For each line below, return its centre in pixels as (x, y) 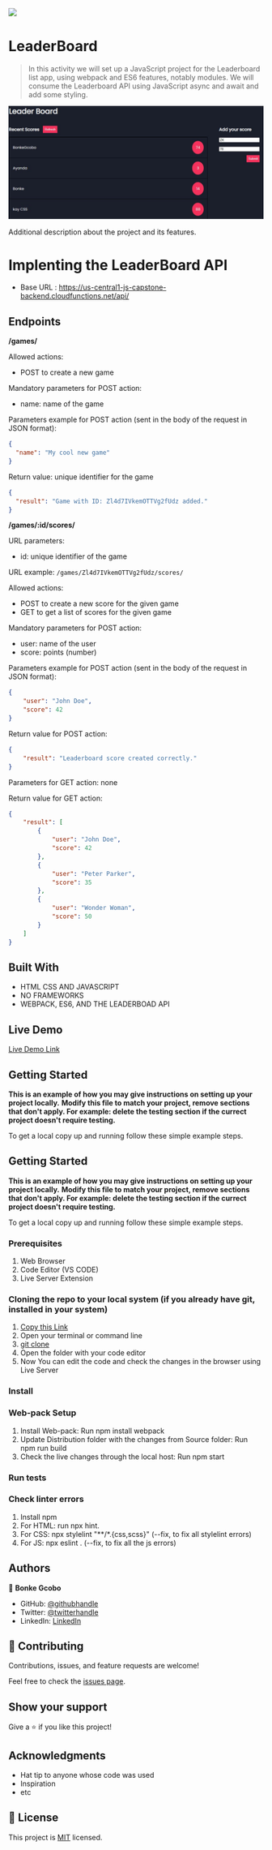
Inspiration (38, 1783)
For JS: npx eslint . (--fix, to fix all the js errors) (98, 1543)
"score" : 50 (72, 916)
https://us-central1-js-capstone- (113, 287)
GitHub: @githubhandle (59, 1603)
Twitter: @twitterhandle (59, 1612)
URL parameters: (36, 541)
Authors (30, 1568)
